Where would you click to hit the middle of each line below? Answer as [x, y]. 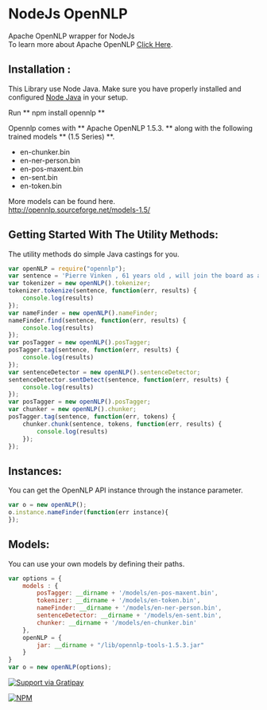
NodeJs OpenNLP [68, 14]
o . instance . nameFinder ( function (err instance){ [89, 512]
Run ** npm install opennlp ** [57, 112]
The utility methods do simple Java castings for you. [94, 254]
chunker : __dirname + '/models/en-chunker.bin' [117, 622]
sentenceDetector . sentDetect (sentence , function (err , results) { [118, 379]
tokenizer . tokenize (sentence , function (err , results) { [103, 291]
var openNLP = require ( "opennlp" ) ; [67, 269]
